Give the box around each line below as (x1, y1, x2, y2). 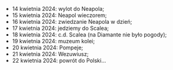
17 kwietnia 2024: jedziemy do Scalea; (12, 24, 109, 32)
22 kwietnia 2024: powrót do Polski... (12, 57, 106, 64)
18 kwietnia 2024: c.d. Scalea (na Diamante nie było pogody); (12, 31, 167, 38)
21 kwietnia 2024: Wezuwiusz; (12, 51, 89, 57)
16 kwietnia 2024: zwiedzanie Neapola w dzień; (12, 18, 133, 25)
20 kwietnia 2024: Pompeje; (12, 44, 84, 51)
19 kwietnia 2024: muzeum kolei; (12, 38, 95, 44)
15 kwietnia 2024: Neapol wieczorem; (12, 12, 107, 19)
